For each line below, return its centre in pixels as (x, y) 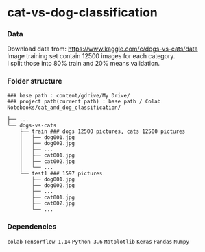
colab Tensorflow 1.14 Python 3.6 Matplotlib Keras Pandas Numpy (98, 242)
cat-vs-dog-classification (82, 13)
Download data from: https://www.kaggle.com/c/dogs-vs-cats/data (102, 49)
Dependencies (32, 226)
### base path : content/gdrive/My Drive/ (69, 95)
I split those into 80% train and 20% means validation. (83, 64)
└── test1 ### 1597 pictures (61, 173)
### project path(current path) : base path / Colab (84, 101)
